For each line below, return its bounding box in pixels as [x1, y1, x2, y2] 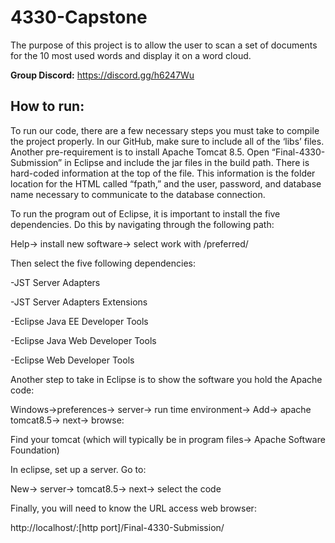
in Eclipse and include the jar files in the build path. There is [64, 156, 310, 168]
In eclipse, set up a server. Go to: [10, 463, 147, 475]
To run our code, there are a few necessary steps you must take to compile [10, 124, 320, 136]
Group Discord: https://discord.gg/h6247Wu [10, 69, 195, 81]
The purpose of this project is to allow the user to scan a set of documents [10, 39, 318, 51]
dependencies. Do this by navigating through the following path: [10, 218, 275, 230]
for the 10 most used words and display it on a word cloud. [10, 49, 252, 61]
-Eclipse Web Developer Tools [10, 354, 135, 366]
